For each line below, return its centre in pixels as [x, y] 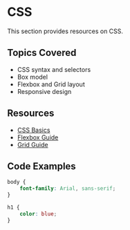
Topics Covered [42, 53]
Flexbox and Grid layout [51, 84]
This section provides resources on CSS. [65, 31]
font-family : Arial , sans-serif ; [68, 189]
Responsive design [44, 91]
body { [17, 182]
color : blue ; [38, 214]
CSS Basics [34, 130]
